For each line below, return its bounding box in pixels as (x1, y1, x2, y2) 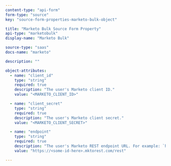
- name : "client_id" (10, 73, 53, 78)
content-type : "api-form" (5, 7, 60, 13)
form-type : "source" (5, 12, 49, 17)
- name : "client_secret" (10, 101, 63, 106)
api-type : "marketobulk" (5, 31, 58, 36)
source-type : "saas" (5, 45, 49, 50)
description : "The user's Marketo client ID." (14, 87, 115, 92)
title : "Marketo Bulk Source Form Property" (5, 26, 101, 31)
